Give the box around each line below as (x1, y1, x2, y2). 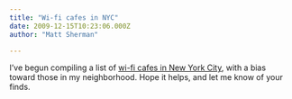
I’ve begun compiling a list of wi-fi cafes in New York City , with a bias (9, 62, 267, 73)
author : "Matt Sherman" (9, 30, 99, 39)
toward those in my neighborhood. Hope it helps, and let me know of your (9, 72, 284, 83)
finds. (9, 82, 31, 93)
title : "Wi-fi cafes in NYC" (9, 13, 119, 22)
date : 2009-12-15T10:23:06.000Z (9, 22, 131, 31)
